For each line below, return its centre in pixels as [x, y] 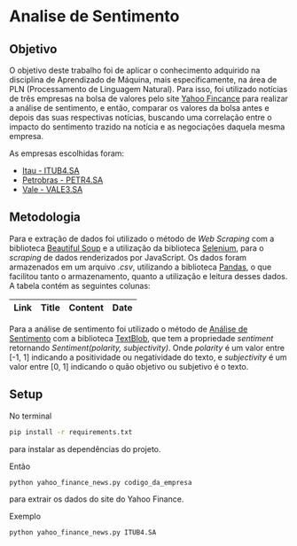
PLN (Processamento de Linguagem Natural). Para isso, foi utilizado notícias [148, 89]
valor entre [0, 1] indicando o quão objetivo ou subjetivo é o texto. [129, 366]
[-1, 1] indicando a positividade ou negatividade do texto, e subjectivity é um [148, 357]
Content [86, 308]
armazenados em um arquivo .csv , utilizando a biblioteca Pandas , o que [141, 267]
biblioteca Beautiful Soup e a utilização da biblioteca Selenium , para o [137, 248]
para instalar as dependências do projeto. [85, 448]
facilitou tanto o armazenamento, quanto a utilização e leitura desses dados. [148, 276]
